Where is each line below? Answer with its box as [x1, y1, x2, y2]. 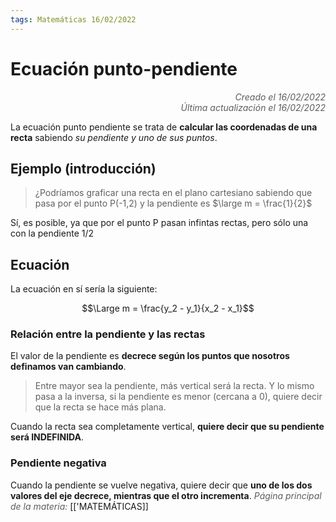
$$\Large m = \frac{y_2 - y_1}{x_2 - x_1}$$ [81, 302, 255, 315]
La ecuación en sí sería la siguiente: [10, 283, 158, 295]
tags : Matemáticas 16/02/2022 [10, 14, 137, 25]
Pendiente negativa [10, 456, 107, 470]
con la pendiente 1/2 [10, 227, 95, 240]
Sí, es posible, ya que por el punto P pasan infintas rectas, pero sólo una [10, 217, 309, 229]
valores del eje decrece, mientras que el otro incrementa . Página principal [10, 489, 322, 501]
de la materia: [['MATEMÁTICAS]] [10, 500, 149, 512]
